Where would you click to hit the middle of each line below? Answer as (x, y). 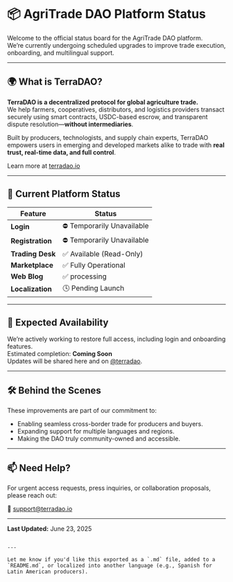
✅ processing (84, 276)
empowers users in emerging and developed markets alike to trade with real (116, 145)
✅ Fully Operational (94, 265)
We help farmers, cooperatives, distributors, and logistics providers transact (116, 109)
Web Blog (27, 276)
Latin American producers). (48, 572)
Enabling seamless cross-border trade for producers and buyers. (110, 424)
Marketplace (32, 265)
